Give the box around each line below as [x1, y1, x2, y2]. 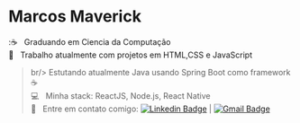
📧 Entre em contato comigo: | [30, 103, 213, 114]
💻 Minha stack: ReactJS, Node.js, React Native [30, 90, 211, 101]
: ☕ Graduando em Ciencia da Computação [8, 36, 171, 47]
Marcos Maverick [8, 6, 141, 27]
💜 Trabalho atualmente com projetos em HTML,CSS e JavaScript [8, 49, 253, 60]
